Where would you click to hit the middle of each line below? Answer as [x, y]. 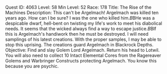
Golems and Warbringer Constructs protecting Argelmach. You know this [81, 61]
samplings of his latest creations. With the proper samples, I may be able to [83, 39]
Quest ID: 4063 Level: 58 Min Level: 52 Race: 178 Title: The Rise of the [78, 7]
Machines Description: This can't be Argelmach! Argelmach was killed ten [82, 13]
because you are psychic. [32, 66]
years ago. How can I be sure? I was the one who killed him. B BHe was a [80, 18]
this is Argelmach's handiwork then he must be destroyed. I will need [77, 34]
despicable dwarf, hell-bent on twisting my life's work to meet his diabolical [84, 23]
